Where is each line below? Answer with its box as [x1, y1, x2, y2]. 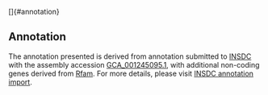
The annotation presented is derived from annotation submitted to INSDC [8, 52, 252, 61]
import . [8, 76, 32, 87]
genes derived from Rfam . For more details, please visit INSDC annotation [8, 68, 254, 78]
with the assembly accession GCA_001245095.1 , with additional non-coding [8, 60, 260, 69]
